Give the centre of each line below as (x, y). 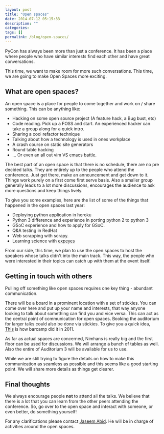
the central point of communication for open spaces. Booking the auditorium (82, 318)
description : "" (22, 23)
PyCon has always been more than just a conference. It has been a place (79, 51)
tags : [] (14, 32)
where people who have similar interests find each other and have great (78, 56)
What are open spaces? (42, 92)
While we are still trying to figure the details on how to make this (70, 358)
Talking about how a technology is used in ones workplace (71, 139)
